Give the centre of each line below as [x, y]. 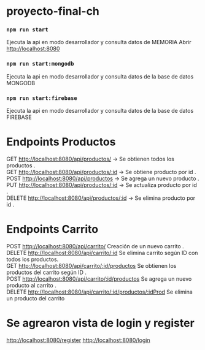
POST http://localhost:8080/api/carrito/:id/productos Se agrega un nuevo [99, 279]
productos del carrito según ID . [47, 272]
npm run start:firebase [42, 98]
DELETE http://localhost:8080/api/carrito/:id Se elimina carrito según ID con [102, 253]
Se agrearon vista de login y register [100, 323]
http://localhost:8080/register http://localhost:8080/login [78, 340]
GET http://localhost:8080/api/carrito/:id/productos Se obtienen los [91, 265]
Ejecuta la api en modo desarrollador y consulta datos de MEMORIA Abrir [99, 42]
